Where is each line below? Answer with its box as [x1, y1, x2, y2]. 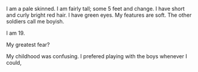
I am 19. [6, 29, 25, 37]
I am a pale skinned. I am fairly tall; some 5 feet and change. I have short [6, 5, 185, 12]
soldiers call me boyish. [6, 18, 65, 25]
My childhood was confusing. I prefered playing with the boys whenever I [6, 53, 187, 59]
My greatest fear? [6, 41, 50, 48]
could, [6, 59, 22, 66]
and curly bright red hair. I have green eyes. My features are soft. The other [6, 11, 192, 19]
